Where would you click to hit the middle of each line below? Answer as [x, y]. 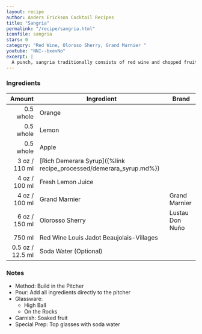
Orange [50, 113]
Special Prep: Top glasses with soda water [67, 324]
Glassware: [29, 299]
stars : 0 [17, 40]
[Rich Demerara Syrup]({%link [82, 161]
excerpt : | [20, 57]
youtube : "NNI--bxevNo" [36, 51]
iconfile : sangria [29, 34]
